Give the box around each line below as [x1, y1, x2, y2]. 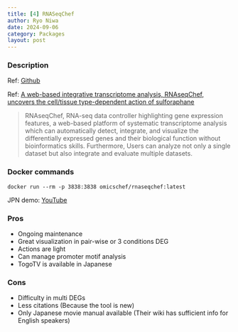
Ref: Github [7, 76, 40, 85]
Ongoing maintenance [17, 230, 83, 238]
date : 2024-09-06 [7, 23, 59, 31]
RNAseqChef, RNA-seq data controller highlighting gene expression [24, 112, 224, 120]
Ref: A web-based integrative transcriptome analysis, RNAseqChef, [7, 90, 205, 99]
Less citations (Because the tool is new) [17, 301, 135, 310]
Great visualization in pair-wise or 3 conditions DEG [17, 237, 169, 246]
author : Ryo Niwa [7, 17, 59, 24]
